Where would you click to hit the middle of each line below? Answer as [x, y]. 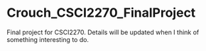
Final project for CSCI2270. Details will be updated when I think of [103, 32]
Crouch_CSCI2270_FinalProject [101, 13]
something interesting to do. [48, 39]
